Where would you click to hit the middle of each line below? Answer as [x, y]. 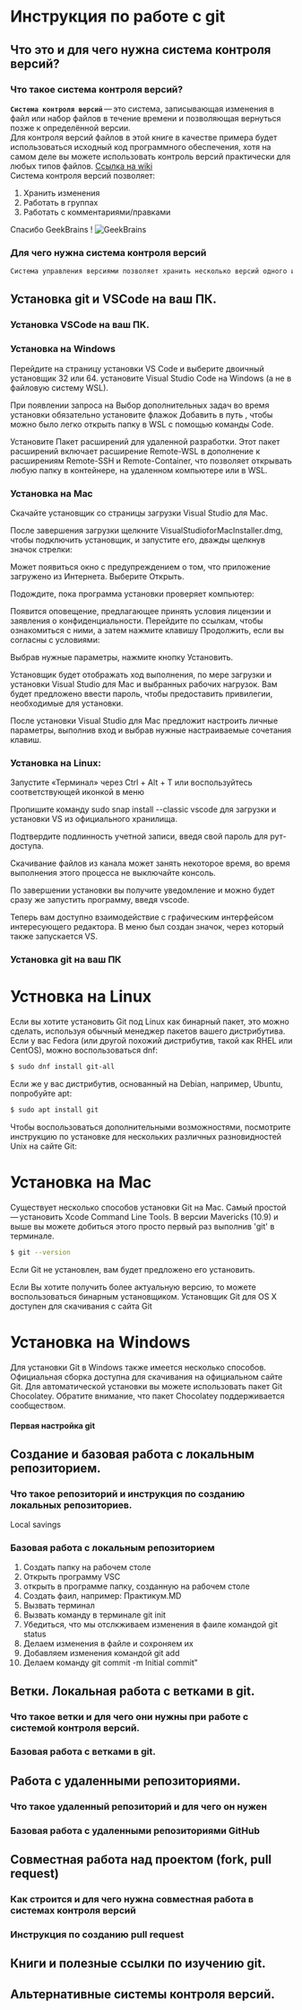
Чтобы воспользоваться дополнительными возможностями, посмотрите [151, 1127]
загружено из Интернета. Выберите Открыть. [97, 576]
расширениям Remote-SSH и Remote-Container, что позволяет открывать [151, 461]
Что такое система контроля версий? [96, 89]
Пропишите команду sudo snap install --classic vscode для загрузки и [143, 809]
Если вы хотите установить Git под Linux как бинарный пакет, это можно [150, 1022]
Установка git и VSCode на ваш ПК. [114, 300]
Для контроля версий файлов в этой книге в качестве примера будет [144, 137]
